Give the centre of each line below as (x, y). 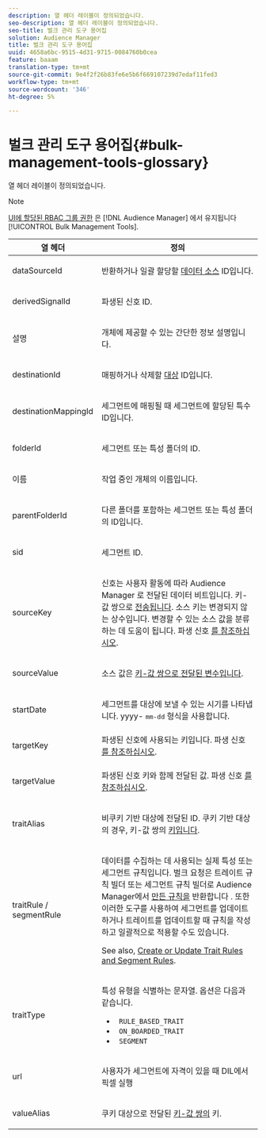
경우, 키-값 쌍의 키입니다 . (155, 830)
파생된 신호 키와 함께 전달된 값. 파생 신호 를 (177, 776)
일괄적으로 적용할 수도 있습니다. (174, 933)
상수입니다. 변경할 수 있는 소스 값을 (172, 619)
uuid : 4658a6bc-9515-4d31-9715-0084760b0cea (83, 52)
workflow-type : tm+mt (44, 82)
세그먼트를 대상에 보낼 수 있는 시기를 (165, 704)
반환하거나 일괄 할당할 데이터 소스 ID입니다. (178, 271)
